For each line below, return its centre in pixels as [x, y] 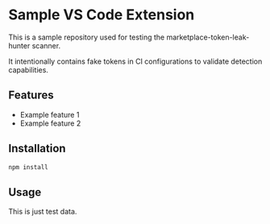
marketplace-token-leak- [208, 37]
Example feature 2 [50, 123]
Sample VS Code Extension [102, 15]
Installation [37, 149]
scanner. [46, 45]
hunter [19, 45]
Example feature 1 [50, 114]
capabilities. [28, 69]
